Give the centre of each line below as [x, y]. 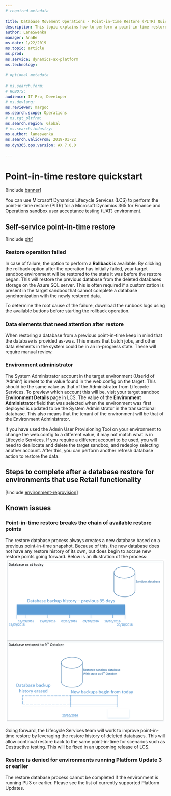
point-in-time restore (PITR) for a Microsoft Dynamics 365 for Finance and [83, 206]
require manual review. [29, 352]
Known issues [28, 508]
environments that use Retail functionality [73, 480]
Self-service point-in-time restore [60, 227]
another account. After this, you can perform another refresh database [79, 451]
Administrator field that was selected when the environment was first [78, 403]
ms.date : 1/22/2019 [26, 43]
